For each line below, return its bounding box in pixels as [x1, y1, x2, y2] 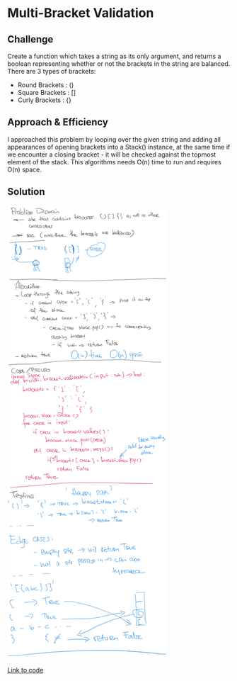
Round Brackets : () [17, 81, 74, 89]
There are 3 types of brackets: [7, 67, 96, 75]
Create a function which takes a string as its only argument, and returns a [7, 52, 221, 60]
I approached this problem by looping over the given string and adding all [7, 135, 221, 143]
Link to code [7, 665, 44, 674]
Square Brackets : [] [17, 89, 76, 96]
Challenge [7, 33, 54, 45]
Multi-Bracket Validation [7, 5, 154, 21]
